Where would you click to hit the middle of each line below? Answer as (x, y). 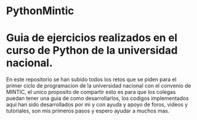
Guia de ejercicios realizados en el (92, 38)
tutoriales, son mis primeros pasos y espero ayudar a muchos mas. (88, 111)
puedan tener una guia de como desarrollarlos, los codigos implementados (98, 98)
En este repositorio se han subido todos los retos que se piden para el (91, 80)
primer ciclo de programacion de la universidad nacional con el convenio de (98, 86)
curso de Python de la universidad (92, 51)
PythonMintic (40, 11)
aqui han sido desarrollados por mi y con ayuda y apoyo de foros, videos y (97, 105)
